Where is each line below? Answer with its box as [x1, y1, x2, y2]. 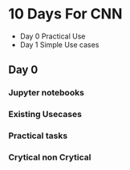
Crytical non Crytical [8, 152, 91, 163]
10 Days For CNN [8, 5, 123, 23]
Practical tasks [8, 130, 68, 141]
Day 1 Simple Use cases [19, 39, 100, 49]
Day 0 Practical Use [19, 31, 86, 41]
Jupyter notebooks [8, 87, 84, 99]
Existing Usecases [8, 109, 83, 120]
